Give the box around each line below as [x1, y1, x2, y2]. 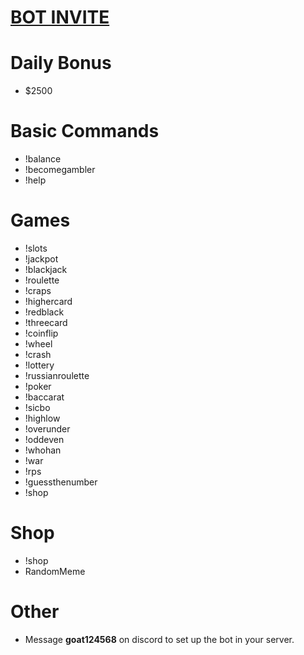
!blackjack [24, 264, 68, 275]
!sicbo [24, 402, 51, 413]
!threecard [24, 317, 68, 328]
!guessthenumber [24, 476, 98, 488]
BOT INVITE [10, 6, 110, 29]
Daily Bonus [10, 52, 112, 75]
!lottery [24, 359, 55, 371]
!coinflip [24, 327, 59, 339]
